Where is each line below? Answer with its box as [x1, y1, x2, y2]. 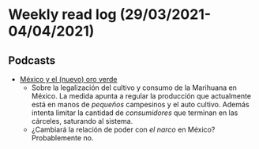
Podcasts [8, 54, 56, 67]
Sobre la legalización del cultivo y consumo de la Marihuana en [31, 83, 237, 92]
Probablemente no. [31, 133, 94, 143]
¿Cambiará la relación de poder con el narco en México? [31, 125, 216, 134]
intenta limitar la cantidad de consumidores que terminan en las [31, 108, 238, 117]
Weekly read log [8, 6, 117, 24]
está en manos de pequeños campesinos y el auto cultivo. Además [31, 100, 250, 109]
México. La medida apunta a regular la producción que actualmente [31, 91, 251, 100]
